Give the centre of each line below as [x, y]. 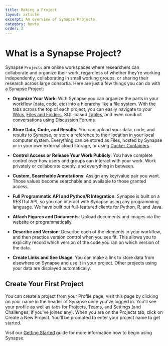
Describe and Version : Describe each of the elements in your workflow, [87, 232]
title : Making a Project [31, 10]
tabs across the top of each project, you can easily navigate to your [82, 109]
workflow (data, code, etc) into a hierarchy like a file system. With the [84, 104]
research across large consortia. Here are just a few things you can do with [83, 83]
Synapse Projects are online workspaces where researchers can [72, 67]
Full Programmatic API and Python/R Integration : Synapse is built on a [86, 196]
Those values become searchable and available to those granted [79, 181]
